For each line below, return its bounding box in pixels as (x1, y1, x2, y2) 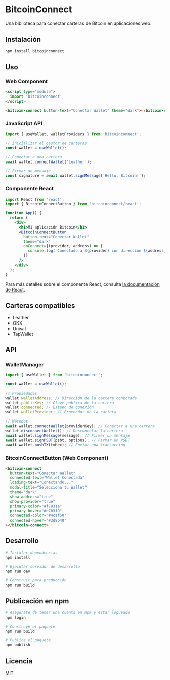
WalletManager (5, 361, 44, 368)
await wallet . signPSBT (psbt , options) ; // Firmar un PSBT (5, 438, 130, 443)
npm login (5, 614, 26, 620)
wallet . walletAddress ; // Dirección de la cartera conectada (5, 395, 137, 401)
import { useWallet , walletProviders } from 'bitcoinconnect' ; (5, 132, 142, 137)
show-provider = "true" (10, 499, 56, 504)
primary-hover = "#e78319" (10, 508, 62, 513)
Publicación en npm (5, 597, 69, 605)
